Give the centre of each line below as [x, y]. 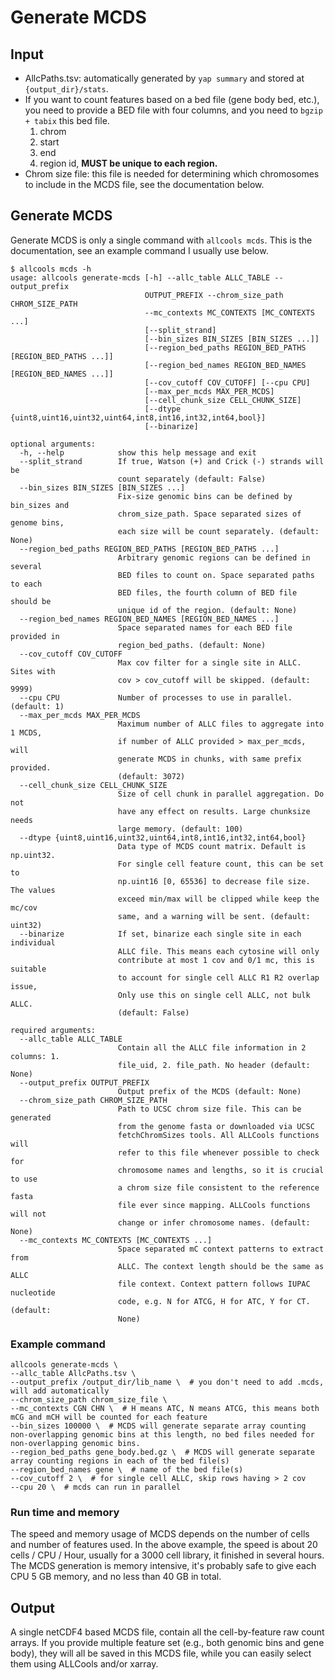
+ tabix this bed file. [67, 120]
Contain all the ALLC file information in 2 [212, 1047]
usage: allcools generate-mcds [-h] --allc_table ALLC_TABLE [140, 277]
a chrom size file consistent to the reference [218, 1187]
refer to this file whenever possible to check [218, 1152]
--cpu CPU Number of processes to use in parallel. [156, 697]
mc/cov [24, 907]
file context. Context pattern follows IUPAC [214, 1284]
